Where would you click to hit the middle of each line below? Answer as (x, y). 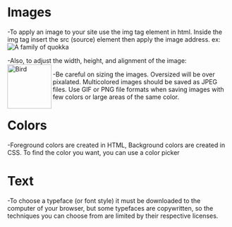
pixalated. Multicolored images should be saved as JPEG (135, 81)
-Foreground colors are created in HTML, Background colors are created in (116, 145)
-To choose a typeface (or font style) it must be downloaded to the (104, 200)
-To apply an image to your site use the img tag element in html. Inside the (115, 32)
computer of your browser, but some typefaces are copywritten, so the (110, 208)
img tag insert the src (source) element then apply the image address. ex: (114, 39)
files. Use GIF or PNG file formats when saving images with (138, 89)
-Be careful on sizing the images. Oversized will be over (134, 74)
